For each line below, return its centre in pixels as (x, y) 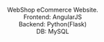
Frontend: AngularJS (53, 17)
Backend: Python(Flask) (53, 24)
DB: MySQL (53, 31)
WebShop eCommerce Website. (53, 10)
